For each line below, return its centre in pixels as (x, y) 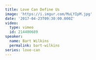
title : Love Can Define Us (32, 9)
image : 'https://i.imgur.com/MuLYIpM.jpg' (49, 14)
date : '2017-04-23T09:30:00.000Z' (40, 18)
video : (12, 23)
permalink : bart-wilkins (35, 45)
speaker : (14, 37)
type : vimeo (22, 28)
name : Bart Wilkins (29, 41)
